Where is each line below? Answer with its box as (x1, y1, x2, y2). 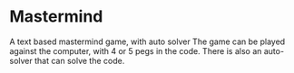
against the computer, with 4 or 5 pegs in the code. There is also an (9, 45, 262, 56)
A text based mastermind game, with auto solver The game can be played (9, 36, 286, 47)
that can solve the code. (34, 55, 125, 66)
